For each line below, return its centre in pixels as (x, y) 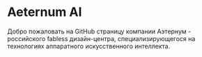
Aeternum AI (45, 12)
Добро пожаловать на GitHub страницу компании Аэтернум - (99, 31)
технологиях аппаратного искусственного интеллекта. (89, 46)
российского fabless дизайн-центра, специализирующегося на (101, 38)
